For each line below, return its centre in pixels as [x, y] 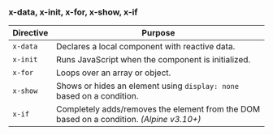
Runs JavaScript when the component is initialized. [154, 60]
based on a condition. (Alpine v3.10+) [129, 120]
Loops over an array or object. [114, 73]
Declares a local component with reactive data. [146, 47]
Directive [30, 33]
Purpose [158, 33]
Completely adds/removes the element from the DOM [158, 109]
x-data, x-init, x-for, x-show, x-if [73, 12]
